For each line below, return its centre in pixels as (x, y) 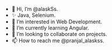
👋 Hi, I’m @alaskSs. (35, 9)
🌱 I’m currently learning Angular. (50, 28)
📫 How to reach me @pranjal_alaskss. (58, 40)
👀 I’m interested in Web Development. (57, 22)
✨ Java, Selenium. (34, 15)
